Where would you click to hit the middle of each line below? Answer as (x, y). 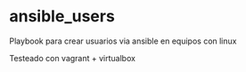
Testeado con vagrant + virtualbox (73, 58)
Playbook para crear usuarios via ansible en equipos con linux (123, 41)
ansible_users (62, 16)
